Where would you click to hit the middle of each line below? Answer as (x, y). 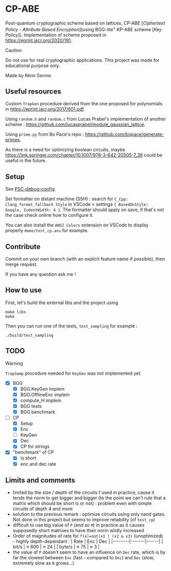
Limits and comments (40, 480)
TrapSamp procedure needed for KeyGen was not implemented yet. (74, 373)
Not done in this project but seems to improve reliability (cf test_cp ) (84, 520)
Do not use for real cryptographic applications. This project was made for (82, 60)
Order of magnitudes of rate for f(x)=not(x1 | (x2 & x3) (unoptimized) (88, 536)
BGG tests (31, 406)
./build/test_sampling (29, 335)
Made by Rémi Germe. (29, 75)
